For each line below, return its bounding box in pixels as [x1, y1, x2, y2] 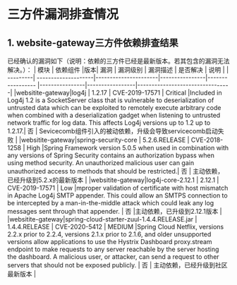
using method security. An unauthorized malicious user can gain [7, 159, 195, 166]
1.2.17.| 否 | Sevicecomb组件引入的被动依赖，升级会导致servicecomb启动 [7, 127, 219, 135]
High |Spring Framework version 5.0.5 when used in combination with [26, 144, 229, 152]
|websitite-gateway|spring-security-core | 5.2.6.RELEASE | [18, 135, 190, 144]
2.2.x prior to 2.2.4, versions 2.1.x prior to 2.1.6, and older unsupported [7, 230, 212, 238]
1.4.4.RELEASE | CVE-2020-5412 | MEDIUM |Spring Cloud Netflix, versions [7, 223, 224, 231]
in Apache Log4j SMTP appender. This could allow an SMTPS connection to [7, 191, 228, 200]
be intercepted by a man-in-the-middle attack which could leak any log [7, 199, 214, 207]
